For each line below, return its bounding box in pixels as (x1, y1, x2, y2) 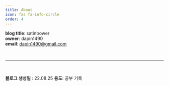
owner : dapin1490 (5, 35, 43, 41)
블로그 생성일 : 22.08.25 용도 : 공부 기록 (5, 75, 82, 81)
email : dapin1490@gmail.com (5, 41, 67, 47)
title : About (5, 7, 33, 12)
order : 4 (5, 16, 24, 21)
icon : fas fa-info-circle (5, 12, 59, 17)
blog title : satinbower (5, 30, 50, 36)
